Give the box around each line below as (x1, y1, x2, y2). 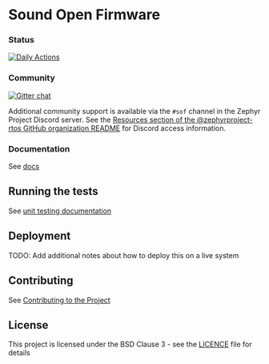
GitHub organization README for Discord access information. (22, 123, 227, 133)
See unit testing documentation (8, 206, 112, 216)
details (8, 348, 30, 358)
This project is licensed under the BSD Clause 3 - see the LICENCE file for (8, 339, 252, 350)
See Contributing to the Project (8, 295, 110, 305)
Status (8, 34, 34, 46)
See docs (8, 162, 40, 172)
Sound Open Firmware (8, 6, 161, 24)
